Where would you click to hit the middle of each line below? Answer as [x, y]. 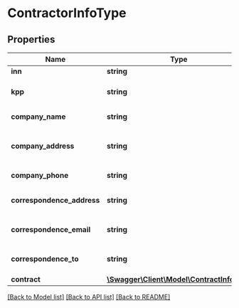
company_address [43, 146]
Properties [31, 39]
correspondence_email [51, 229]
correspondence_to [45, 259]
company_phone [40, 175]
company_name [38, 117]
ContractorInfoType [67, 13]
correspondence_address [55, 200]
